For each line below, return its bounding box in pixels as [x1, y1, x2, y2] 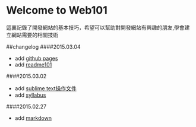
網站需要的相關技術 [11, 31, 58, 39]
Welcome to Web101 [6, 4, 108, 17]
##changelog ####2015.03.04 [6, 43, 81, 50]
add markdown [14, 114, 52, 122]
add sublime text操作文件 [14, 84, 77, 92]
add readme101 [14, 61, 52, 68]
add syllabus [14, 91, 46, 99]
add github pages [14, 55, 58, 62]
